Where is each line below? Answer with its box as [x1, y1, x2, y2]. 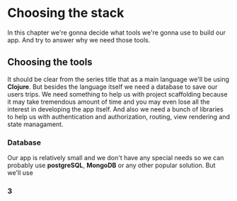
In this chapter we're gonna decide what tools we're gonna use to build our [7, 28, 226, 37]
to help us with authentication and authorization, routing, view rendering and [7, 112, 230, 121]
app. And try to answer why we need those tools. [7, 35, 151, 44]
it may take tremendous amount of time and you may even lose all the [7, 97, 210, 106]
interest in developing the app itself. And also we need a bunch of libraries [7, 104, 224, 114]
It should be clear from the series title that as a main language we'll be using [7, 75, 230, 83]
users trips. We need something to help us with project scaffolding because [7, 90, 228, 98]
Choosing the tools [7, 56, 93, 68]
